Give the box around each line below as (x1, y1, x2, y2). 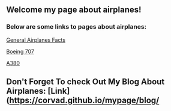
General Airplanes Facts (6, 36, 66, 44)
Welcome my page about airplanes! (6, 5, 142, 15)
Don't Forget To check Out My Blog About (6, 77, 165, 87)
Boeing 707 (6, 48, 35, 55)
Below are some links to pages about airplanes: (6, 23, 147, 31)
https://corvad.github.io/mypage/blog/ (8, 95, 160, 106)
